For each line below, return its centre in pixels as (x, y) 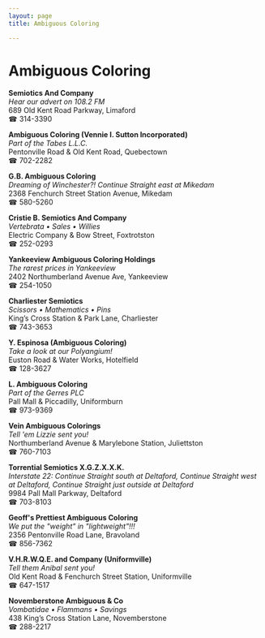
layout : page (30, 16)
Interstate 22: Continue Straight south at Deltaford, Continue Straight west (132, 476)
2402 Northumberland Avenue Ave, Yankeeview (88, 277)
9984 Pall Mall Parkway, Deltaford (65, 494)
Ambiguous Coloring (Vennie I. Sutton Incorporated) (98, 135)
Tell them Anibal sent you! (52, 568)
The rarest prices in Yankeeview (62, 268)
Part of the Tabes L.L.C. (48, 144)
